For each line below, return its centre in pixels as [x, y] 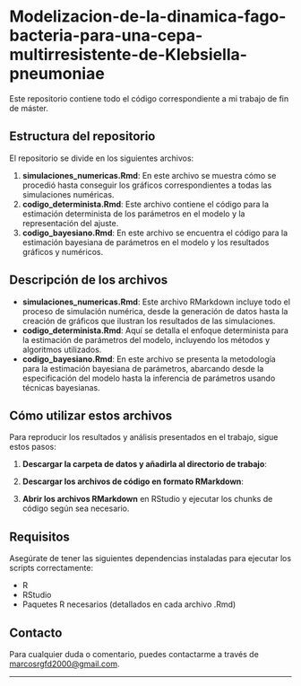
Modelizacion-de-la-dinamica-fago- [148, 17]
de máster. [29, 108]
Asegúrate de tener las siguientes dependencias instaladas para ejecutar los [150, 558]
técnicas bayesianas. [61, 387]
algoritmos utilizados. [62, 349]
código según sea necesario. [76, 508]
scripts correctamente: [52, 568]
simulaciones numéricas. [68, 194]
